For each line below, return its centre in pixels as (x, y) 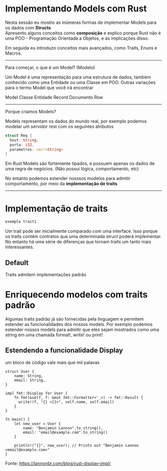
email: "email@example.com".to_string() (65, 432)
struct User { (20, 371)
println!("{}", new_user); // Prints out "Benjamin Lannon (77, 445)
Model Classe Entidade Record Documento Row (54, 97)
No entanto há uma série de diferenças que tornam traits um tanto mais (78, 242)
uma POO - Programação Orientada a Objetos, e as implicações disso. (77, 38)
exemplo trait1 (21, 222)
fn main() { (17, 419)
